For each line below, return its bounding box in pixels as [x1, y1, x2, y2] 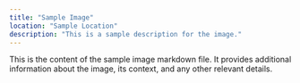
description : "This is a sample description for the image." [9, 29, 243, 38]
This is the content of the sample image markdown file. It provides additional [9, 54, 292, 65]
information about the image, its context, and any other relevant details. [9, 63, 273, 74]
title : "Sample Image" [9, 12, 94, 22]
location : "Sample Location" [9, 21, 118, 30]
